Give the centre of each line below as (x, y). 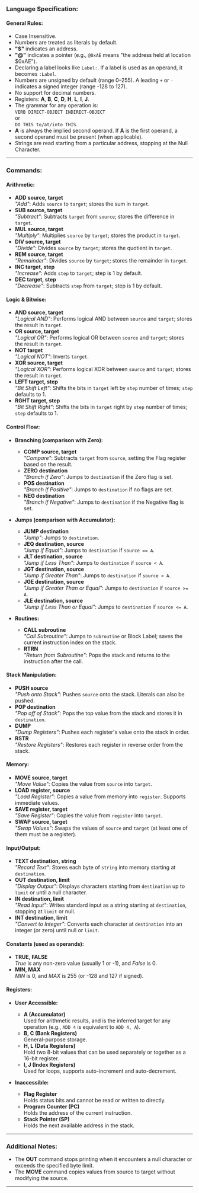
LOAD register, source (42, 791)
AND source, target (39, 312)
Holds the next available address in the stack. (79, 1125)
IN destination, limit (39, 899)
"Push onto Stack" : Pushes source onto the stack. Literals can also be (99, 694)
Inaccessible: (32, 1082)
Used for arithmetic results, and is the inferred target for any (97, 1021)
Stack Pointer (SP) (46, 1119)
